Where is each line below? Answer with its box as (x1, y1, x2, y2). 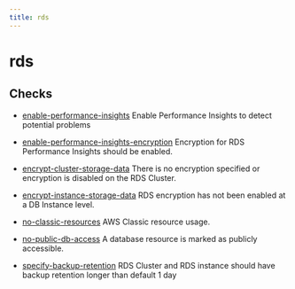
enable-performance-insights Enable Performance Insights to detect (21, 110, 273, 121)
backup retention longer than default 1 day (21, 269, 177, 280)
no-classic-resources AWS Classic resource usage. (21, 216, 211, 227)
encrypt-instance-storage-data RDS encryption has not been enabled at (21, 190, 286, 200)
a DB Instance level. (21, 199, 95, 209)
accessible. (21, 243, 65, 254)
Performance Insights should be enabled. (21, 145, 173, 156)
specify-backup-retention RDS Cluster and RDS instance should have (21, 260, 276, 270)
